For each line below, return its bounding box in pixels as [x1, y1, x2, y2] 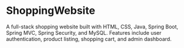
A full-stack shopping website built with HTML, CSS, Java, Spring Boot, [6, 23, 179, 30]
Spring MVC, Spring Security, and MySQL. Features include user [6, 29, 162, 36]
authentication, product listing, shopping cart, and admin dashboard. [6, 35, 172, 42]
